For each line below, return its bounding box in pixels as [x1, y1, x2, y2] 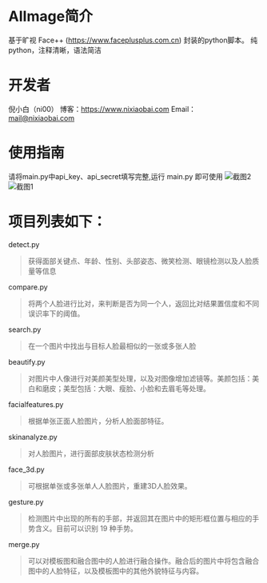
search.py [8, 325, 42, 334]
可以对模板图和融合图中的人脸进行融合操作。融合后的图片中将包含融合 [27, 556, 260, 565]
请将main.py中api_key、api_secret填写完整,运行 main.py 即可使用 [8, 171, 224, 181]
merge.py [8, 539, 40, 549]
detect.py [8, 239, 40, 249]
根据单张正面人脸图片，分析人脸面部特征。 [27, 416, 169, 425]
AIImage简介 [8, 7, 94, 26]
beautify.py [8, 357, 46, 366]
